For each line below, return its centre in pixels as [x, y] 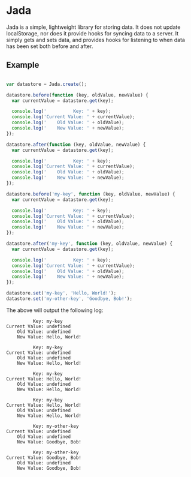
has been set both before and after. [50, 46]
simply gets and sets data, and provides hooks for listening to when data [96, 40]
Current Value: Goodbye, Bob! [44, 457]
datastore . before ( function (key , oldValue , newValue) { [77, 95]
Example [23, 65]
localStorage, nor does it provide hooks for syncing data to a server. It [93, 33]
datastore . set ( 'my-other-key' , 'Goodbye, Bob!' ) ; [69, 299]
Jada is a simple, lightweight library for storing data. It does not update [93, 27]
